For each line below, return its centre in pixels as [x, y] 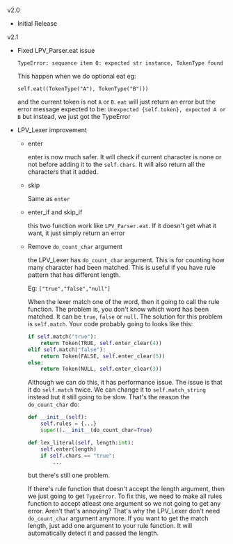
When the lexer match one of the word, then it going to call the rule [123, 302]
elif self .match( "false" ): [67, 350]
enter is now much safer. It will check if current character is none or [124, 157]
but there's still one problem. [69, 475]
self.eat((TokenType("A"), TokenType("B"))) [83, 89]
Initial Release [37, 23]
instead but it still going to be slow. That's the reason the [109, 397]
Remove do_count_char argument [75, 247]
